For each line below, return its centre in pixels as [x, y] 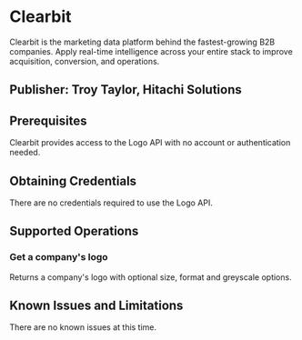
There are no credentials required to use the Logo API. [111, 203]
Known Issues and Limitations [96, 306]
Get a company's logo [59, 257]
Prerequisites [48, 120]
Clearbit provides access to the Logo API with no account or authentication [150, 143]
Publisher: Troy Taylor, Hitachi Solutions [126, 90]
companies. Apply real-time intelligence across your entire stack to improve [151, 51]
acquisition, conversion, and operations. [85, 61]
